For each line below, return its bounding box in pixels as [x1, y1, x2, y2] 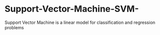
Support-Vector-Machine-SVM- [4, 3, 139, 15]
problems [4, 24, 24, 30]
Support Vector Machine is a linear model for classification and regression [4, 19, 156, 25]
